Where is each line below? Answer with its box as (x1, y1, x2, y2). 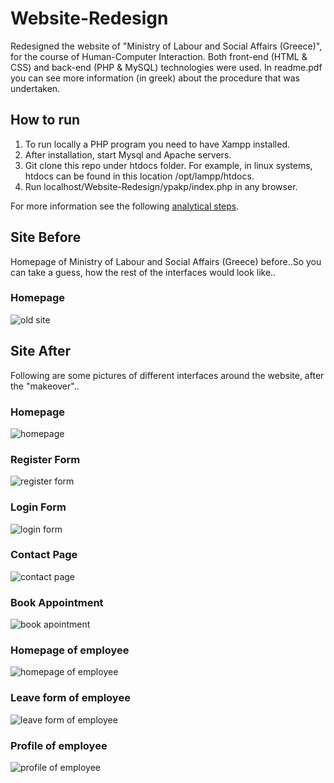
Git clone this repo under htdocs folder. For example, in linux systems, (24, 159, 313, 171)
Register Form (10, 452, 81, 466)
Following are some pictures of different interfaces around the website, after (10, 369, 325, 381)
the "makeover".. (10, 380, 80, 392)
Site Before (10, 229, 82, 246)
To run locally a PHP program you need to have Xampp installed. (24, 138, 291, 150)
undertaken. (10, 82, 61, 94)
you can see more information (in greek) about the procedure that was (10, 72, 300, 84)
